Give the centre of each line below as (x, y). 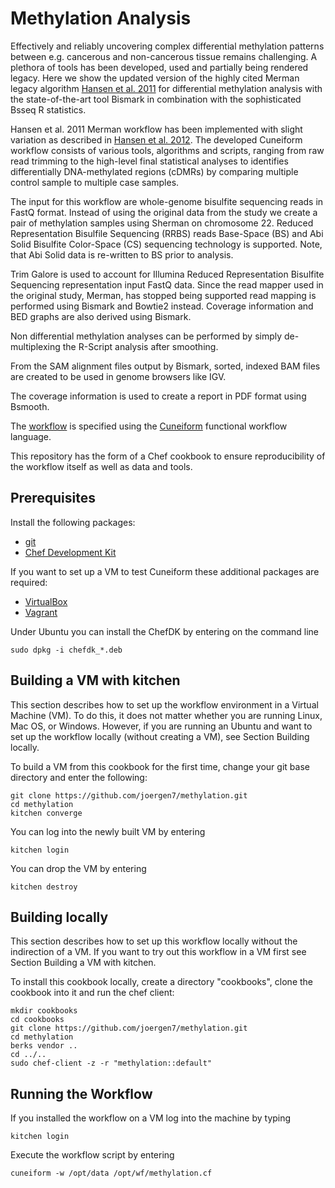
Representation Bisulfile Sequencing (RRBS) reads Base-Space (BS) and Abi (167, 233)
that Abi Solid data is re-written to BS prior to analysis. (122, 254)
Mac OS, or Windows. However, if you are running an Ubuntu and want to (161, 726)
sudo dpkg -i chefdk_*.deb (66, 650)
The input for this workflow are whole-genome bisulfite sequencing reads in (167, 201)
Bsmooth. (30, 406)
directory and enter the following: (79, 777)
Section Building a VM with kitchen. (83, 963)
